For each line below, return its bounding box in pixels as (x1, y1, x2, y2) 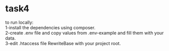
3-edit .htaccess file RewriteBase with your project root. (5, 40, 121, 46)
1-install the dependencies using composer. (5, 24, 96, 30)
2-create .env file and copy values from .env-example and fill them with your (5, 30, 164, 36)
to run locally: (5, 19, 34, 25)
